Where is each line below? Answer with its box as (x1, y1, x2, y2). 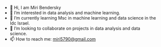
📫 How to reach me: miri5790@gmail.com (9, 36, 96, 42)
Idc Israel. (9, 20, 30, 26)
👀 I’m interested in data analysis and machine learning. (9, 10, 120, 16)
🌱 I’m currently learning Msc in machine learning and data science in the (9, 15, 156, 21)
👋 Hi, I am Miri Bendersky (9, 5, 61, 10)
